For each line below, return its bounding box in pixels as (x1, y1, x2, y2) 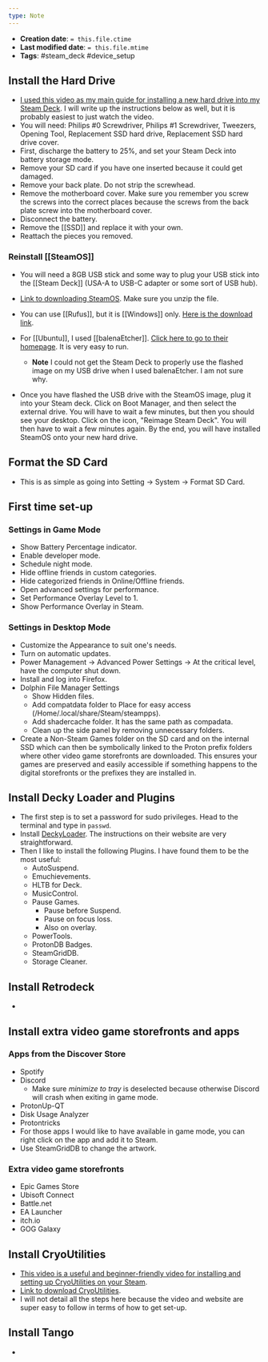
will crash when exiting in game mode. (31, 1092, 158, 1102)
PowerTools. (31, 931, 73, 941)
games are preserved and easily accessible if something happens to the (19, 759, 258, 769)
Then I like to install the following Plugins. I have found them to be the (19, 846, 250, 856)
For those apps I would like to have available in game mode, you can (19, 1126, 246, 1136)
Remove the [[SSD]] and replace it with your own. (19, 223, 183, 232)
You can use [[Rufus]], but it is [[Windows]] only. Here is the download (19, 309, 254, 319)
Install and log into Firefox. (19, 674, 108, 683)
